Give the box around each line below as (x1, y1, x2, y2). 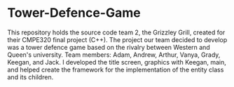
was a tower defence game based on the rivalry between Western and (7, 43, 210, 51)
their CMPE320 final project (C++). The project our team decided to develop (7, 35, 228, 43)
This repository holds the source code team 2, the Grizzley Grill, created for (7, 28, 226, 36)
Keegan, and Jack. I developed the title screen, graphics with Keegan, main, (7, 58, 226, 66)
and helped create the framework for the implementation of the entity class (7, 65, 224, 74)
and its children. (7, 72, 54, 81)
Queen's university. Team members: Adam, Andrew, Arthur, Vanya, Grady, (7, 51, 221, 59)
